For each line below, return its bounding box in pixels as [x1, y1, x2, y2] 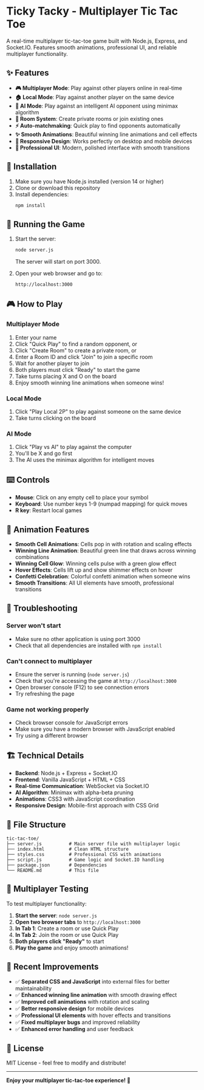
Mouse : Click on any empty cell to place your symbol [15, 494, 149, 501]
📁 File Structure [6, 819, 66, 830]
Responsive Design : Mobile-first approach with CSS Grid [15, 802, 159, 809]
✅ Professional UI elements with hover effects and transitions [15, 1012, 171, 1019]
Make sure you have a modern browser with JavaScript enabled [15, 725, 175, 733]
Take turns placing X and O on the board [15, 372, 117, 380]
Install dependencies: [15, 190, 69, 198]
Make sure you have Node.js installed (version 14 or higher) [15, 177, 164, 185]
